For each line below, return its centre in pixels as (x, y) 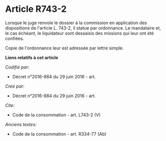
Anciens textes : (21, 124)
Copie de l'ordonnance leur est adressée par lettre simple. (64, 48)
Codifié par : (17, 67)
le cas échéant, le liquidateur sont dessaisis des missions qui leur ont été (80, 33)
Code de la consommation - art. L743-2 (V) (56, 115)
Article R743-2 (36, 9)
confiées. (15, 38)
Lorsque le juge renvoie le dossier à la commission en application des (76, 23)
